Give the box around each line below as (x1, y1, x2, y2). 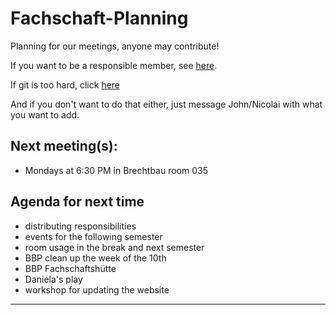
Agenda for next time (10, 193, 145, 211)
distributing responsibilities (24, 220, 137, 232)
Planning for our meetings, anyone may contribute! (10, 40, 220, 52)
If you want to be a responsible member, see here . (10, 59, 218, 71)
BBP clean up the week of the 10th (24, 252, 167, 264)
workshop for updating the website (24, 283, 170, 296)
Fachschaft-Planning (10, 7, 189, 30)
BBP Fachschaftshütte (24, 262, 117, 274)
